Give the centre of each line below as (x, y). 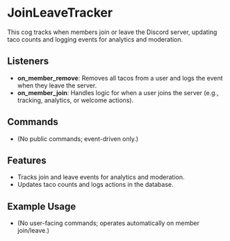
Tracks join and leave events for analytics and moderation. (101, 177)
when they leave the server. (57, 85)
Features (27, 160)
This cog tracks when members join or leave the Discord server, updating (112, 32)
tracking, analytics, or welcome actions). (75, 100)
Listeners (28, 61)
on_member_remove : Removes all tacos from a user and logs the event (120, 78)
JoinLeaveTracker (60, 13)
